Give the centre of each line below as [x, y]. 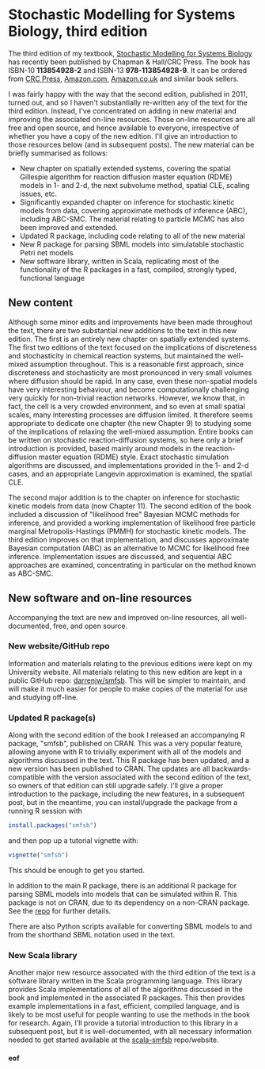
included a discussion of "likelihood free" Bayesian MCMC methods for [124, 514]
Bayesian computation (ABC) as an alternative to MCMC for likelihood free [129, 548]
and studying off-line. [44, 697]
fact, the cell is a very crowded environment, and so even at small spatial [127, 406]
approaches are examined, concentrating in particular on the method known [132, 565]
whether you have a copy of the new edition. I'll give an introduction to [123, 136]
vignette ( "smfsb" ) [38, 855]
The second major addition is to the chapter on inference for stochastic [124, 497]
